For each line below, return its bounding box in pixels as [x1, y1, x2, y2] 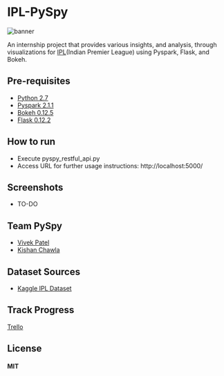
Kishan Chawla [17, 246, 60, 254]
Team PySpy [7, 220, 62, 232]
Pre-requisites [7, 75, 71, 87]
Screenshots [7, 181, 64, 193]
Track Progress [7, 304, 75, 316]
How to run [7, 136, 56, 147]
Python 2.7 [17, 93, 48, 102]
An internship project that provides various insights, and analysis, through [7, 40, 217, 48]
